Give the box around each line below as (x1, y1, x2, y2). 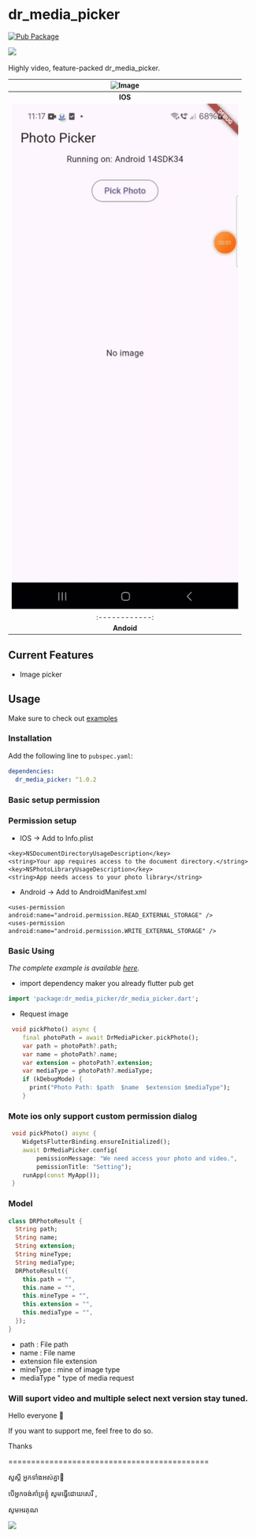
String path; (15, 1225, 58, 1233)
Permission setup (8, 815, 77, 827)
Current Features (8, 649, 95, 662)
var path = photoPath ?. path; (22, 1042, 118, 1050)
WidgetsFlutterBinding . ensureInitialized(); (22, 1138, 171, 1146)
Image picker (19, 669, 63, 679)
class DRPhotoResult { (8, 1217, 83, 1225)
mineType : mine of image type (19, 1364, 121, 1374)
